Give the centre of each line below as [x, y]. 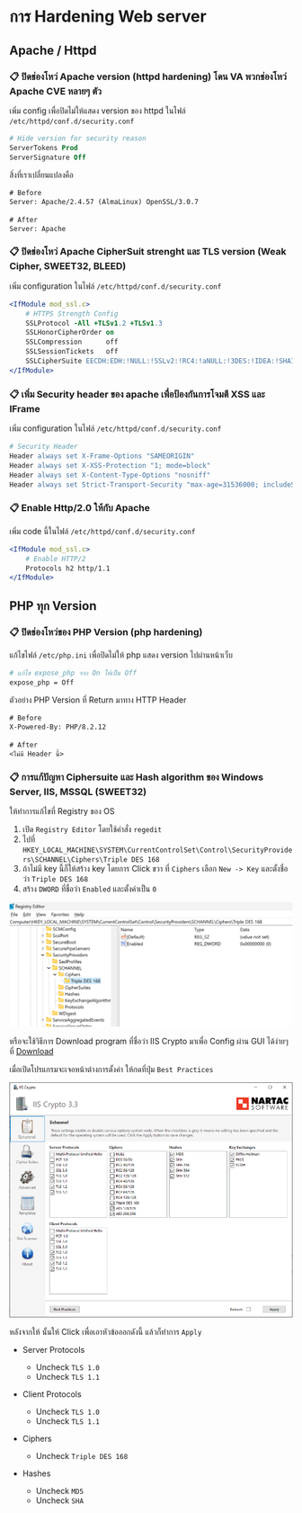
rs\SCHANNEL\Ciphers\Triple [75, 860]
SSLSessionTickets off [72, 352]
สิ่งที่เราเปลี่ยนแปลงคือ [41, 175]
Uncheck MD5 [59, 1491]
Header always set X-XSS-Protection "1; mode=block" [110, 465]
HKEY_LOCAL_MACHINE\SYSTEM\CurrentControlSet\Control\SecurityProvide [157, 850]
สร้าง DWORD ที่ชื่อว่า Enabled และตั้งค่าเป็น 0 [89, 889]
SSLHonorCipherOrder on [70, 333]
